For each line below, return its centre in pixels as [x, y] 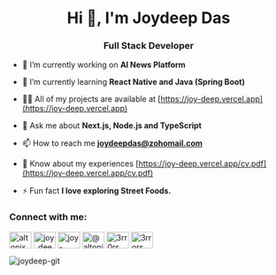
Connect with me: [48, 218]
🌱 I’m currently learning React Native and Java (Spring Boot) [133, 82]
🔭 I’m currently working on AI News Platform [103, 65]
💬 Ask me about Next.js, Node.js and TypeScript [111, 126]
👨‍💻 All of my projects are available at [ [91, 99]
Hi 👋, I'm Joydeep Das [149, 18]
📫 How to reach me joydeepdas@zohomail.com [112, 143]
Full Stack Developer [149, 46]
